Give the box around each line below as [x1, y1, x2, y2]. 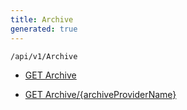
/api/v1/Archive [10, 51, 78, 61]
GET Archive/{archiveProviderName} [24, 88, 177, 100]
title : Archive [10, 14, 74, 25]
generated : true [10, 24, 78, 34]
